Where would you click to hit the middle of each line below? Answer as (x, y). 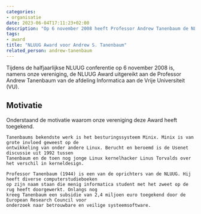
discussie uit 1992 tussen (40, 153)
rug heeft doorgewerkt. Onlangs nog (52, 189)
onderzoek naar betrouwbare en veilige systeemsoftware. (79, 205)
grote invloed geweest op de (42, 142)
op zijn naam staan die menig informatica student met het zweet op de (97, 184)
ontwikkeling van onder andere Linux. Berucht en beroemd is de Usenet (97, 148)
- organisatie (24, 17)
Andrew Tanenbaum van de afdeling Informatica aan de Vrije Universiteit (96, 80)
